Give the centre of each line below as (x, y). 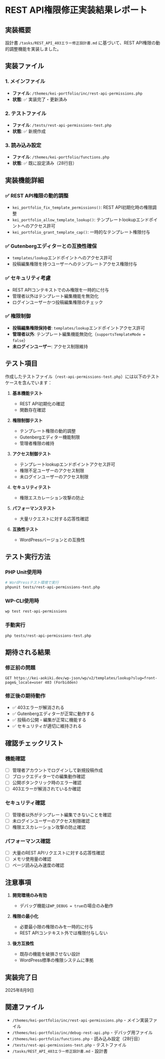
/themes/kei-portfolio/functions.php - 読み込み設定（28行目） (77, 1038)
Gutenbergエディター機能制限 (50, 437)
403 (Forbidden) (61, 683)
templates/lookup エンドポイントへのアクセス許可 (62, 258)
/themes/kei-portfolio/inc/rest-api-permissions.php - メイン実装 (81, 1020)
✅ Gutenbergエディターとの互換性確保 (51, 246)
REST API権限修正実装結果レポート (76, 10)
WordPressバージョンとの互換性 (52, 539)
